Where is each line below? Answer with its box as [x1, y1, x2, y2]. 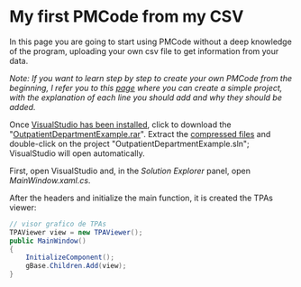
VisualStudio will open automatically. [9, 147, 146, 159]
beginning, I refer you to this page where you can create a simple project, [9, 82, 283, 93]
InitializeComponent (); [25, 253, 115, 263]
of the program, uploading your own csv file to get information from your [9, 45, 279, 56]
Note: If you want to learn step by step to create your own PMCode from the [9, 72, 293, 83]
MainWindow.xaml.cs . [9, 174, 91, 186]
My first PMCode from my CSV [9, 6, 244, 27]
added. [9, 101, 36, 112]
